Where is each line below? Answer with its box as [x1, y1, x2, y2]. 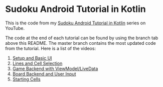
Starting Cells [12, 76, 41, 82]
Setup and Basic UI [12, 55, 52, 61]
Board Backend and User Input [12, 71, 76, 77]
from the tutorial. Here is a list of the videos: [5, 45, 96, 51]
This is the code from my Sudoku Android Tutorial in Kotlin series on [5, 20, 146, 26]
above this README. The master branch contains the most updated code [5, 40, 156, 46]
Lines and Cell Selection [12, 60, 63, 66]
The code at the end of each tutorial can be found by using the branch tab [5, 35, 158, 41]
